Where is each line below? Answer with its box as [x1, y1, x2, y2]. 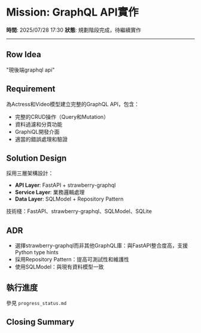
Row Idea [6, 50, 41, 60]
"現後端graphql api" [6, 66, 55, 73]
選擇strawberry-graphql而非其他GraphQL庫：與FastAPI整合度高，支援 [14, 242, 188, 249]
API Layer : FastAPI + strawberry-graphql [14, 181, 116, 189]
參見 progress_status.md [6, 300, 67, 306]
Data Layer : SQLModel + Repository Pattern [14, 195, 124, 203]
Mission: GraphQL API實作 [6, 5, 139, 19]
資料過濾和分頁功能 [14, 121, 63, 128]
